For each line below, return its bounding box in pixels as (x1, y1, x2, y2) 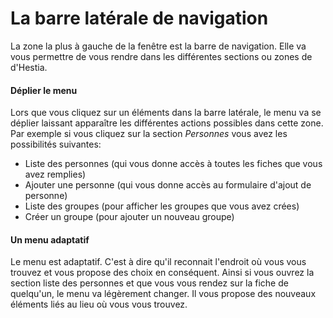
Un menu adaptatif (10, 233, 90, 246)
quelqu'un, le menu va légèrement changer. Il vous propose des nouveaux (10, 288, 317, 300)
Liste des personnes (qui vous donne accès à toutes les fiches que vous (24, 158, 323, 170)
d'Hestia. (10, 61, 48, 73)
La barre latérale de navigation (10, 7, 269, 30)
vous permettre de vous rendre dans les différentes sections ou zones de (10, 50, 313, 62)
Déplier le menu (10, 84, 78, 96)
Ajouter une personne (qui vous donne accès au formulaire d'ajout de (24, 179, 312, 191)
